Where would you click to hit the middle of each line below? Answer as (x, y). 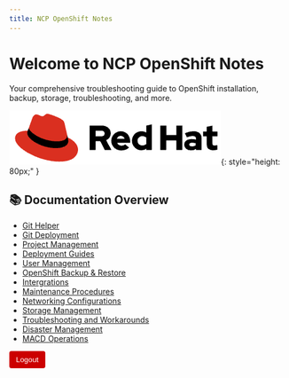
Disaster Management (62, 329)
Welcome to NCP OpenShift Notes (137, 63)
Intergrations (45, 282)
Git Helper (41, 225)
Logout (27, 360)
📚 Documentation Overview (89, 200)
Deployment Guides (58, 254)
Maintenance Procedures (68, 292)
